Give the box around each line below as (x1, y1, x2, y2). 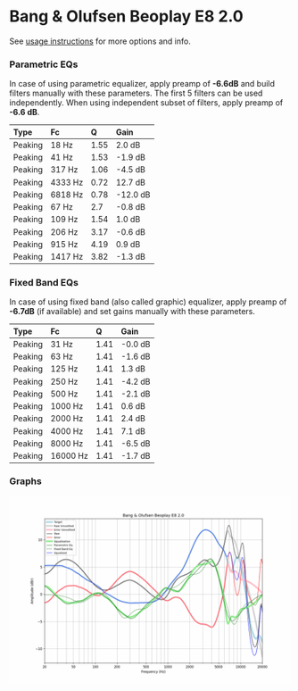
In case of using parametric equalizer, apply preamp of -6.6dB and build (9, 79, 275, 89)
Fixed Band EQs (9, 276, 79, 288)
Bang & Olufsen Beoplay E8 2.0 (9, 6, 244, 27)
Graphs (9, 475, 42, 487)
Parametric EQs (9, 58, 79, 71)
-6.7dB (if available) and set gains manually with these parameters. (9, 306, 256, 317)
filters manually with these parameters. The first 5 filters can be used (9, 87, 263, 99)
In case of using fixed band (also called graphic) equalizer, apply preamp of (9, 296, 287, 307)
